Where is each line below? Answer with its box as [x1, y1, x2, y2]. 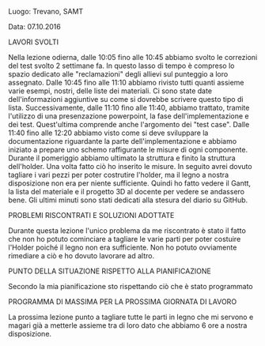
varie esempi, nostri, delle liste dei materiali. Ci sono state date [8, 86, 212, 96]
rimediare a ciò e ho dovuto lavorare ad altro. [8, 251, 155, 260]
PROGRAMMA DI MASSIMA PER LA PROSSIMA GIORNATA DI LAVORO [8, 297, 237, 307]
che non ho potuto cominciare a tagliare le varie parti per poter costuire [8, 235, 241, 243]
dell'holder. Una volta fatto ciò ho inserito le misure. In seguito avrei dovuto [8, 162, 252, 171]
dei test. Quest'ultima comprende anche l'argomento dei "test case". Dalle [8, 120, 250, 129]
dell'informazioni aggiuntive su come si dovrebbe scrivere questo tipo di [8, 95, 244, 103]
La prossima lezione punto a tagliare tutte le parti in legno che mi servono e [8, 312, 254, 322]
